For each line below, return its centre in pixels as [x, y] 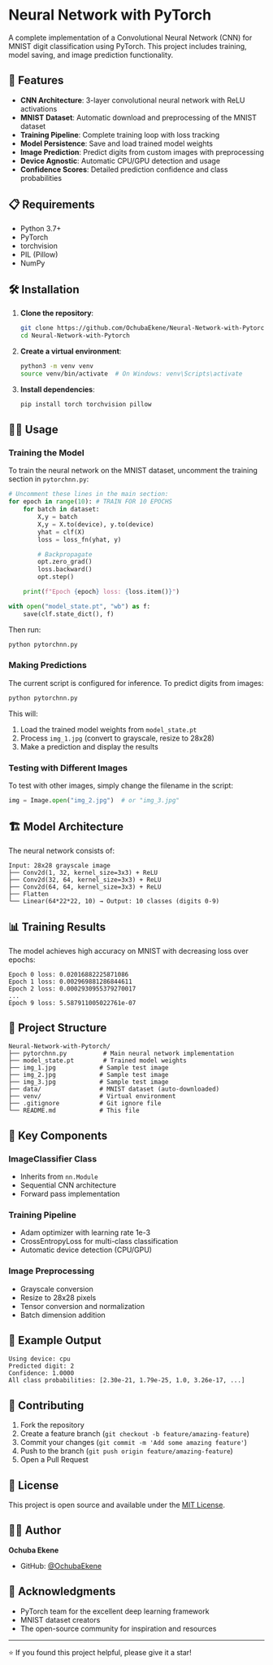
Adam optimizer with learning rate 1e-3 [85, 1232]
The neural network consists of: [62, 850]
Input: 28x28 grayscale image [60, 865]
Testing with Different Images [68, 767]
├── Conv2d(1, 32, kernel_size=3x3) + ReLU [83, 872]
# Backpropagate [65, 554]
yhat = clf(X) [61, 532]
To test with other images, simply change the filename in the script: [121, 786]
